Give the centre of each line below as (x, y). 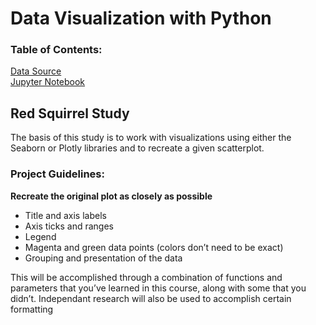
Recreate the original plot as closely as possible (111, 196)
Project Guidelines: (57, 174)
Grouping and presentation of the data (103, 258)
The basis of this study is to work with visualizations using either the (151, 138)
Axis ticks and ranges (69, 226)
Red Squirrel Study (70, 113)
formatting (32, 309)
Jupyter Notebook (48, 82)
